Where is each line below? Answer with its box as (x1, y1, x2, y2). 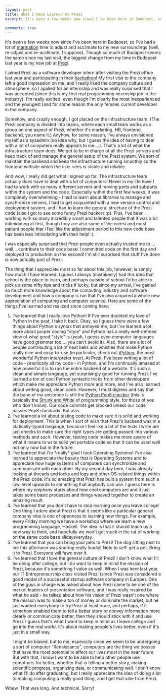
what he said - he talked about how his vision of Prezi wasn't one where (12, 592, 159, 598)
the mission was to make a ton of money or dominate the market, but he (12, 597, 159, 603)
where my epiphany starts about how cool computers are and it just (12, 487, 150, 493)
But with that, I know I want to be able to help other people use (12, 654, 140, 660)
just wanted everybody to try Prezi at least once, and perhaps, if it (12, 603, 147, 609)
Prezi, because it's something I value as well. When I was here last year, (12, 566, 159, 572)
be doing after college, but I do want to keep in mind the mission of (12, 561, 149, 567)
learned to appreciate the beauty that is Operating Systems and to (12, 455, 147, 461)
